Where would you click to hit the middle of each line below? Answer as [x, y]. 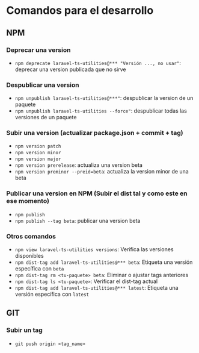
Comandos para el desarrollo [80, 11]
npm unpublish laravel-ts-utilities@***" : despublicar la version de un [104, 98]
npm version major [38, 159]
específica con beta [39, 269]
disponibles [29, 256]
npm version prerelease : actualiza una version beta [79, 165]
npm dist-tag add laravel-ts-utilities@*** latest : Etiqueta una [96, 288]
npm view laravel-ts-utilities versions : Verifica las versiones [94, 249]
